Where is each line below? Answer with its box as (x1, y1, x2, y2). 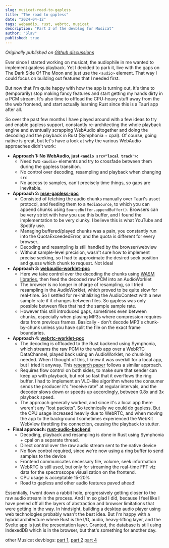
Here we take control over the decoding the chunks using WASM (20, 270, 155, 277)
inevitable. (20, 185, 42, 191)
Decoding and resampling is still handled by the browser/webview (20, 244, 157, 250)
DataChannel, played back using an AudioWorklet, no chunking (20, 351, 151, 357)
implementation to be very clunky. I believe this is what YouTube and (20, 217, 162, 223)
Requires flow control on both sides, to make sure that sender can (20, 367, 157, 373)
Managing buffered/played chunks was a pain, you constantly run (20, 228, 157, 234)
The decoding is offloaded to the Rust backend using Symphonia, (20, 340, 156, 346)
